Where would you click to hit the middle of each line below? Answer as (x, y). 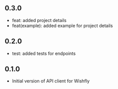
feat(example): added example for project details (63, 25)
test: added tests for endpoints (44, 53)
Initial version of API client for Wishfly (51, 81)
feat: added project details (39, 20)
